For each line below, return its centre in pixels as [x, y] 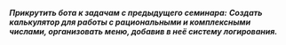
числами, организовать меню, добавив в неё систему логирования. [143, 31]
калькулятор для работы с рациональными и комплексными [130, 22]
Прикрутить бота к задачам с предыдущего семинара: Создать [136, 13]
